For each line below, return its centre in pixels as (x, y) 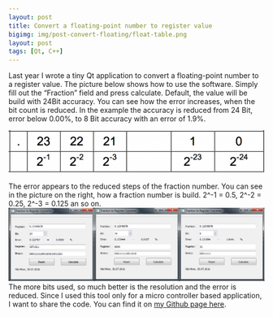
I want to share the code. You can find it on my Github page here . (117, 304)
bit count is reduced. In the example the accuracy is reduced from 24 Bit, (131, 111)
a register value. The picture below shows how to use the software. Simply (133, 85)
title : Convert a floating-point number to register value (110, 26)
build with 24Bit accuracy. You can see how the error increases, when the (132, 102)
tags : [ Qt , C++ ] (36, 52)
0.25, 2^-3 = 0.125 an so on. (55, 204)
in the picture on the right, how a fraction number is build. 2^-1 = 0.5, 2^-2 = (135, 195)
